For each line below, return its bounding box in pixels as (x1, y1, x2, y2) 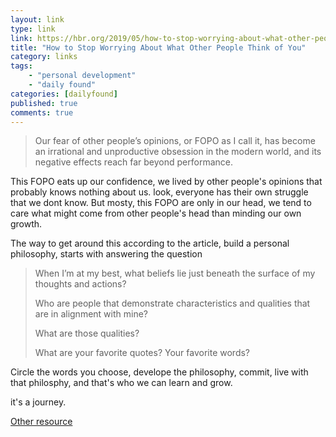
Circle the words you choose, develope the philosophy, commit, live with (10, 366, 309, 378)
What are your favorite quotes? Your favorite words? (34, 347, 251, 359)
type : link (10, 24, 56, 34)
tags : (10, 61, 33, 71)
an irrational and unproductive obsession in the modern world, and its (34, 146, 322, 158)
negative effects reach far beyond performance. (34, 156, 233, 168)
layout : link (10, 14, 65, 25)
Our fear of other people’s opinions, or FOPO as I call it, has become (34, 135, 316, 147)
